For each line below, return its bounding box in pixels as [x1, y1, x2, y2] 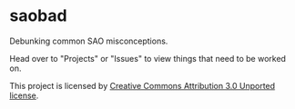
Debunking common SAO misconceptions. [9, 35, 168, 46]
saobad [9, 5, 67, 26]
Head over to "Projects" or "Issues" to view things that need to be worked [9, 53, 287, 64]
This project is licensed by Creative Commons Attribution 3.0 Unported [9, 80, 276, 91]
